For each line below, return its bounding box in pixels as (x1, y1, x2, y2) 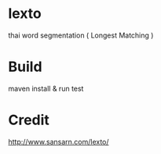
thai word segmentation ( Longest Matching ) (8, 30, 154, 40)
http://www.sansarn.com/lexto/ (8, 137, 109, 146)
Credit (8, 111, 49, 129)
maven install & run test (8, 84, 84, 93)
